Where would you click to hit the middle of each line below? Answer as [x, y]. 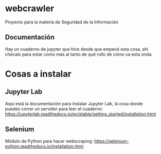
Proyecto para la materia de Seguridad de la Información [62, 22]
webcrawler [30, 9]
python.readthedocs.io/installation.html [44, 146]
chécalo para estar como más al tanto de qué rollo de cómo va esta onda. [79, 54]
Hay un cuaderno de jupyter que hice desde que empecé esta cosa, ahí [77, 49]
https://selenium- [111, 141]
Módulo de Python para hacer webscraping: [49, 141]
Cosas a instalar [38, 74]
